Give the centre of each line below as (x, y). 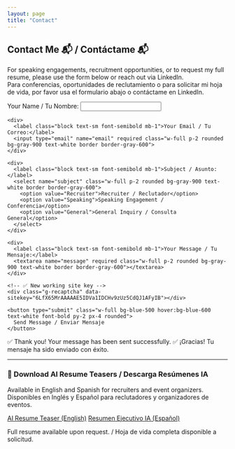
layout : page (26, 14)
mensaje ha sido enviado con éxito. (58, 350)
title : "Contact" (33, 20)
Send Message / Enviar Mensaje (59, 323)
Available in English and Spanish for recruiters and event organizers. (106, 389)
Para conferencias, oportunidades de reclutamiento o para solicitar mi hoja (115, 85)
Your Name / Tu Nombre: (43, 106)
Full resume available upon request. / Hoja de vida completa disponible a (112, 431)
